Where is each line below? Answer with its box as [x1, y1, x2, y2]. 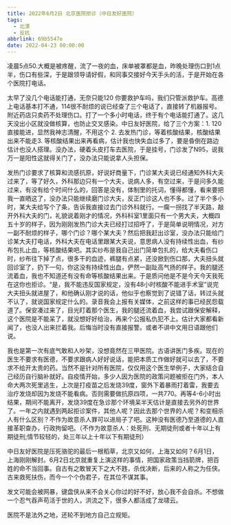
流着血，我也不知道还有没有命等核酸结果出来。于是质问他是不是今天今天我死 [7, 272, 224, 279]
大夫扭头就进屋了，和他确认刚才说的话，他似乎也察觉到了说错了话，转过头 [7, 289, 218, 297]
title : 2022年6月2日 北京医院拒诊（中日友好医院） [7, 10, 137, 17]
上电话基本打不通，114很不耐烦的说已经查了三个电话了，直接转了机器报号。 [7, 103, 221, 110]
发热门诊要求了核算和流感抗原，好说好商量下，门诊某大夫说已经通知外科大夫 [7, 169, 224, 176]
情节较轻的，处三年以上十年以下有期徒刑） [27, 433, 148, 440]
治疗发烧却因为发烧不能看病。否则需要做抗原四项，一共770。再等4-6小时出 [7, 389, 221, 398]
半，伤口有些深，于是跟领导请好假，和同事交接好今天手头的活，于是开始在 [7, 70, 218, 78]
